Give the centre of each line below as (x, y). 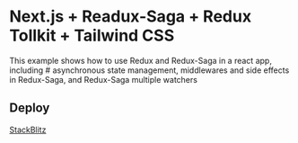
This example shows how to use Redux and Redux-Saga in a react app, (140, 60)
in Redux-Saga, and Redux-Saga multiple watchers (103, 79)
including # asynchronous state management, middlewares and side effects (149, 70)
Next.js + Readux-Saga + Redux (131, 17)
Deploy (30, 108)
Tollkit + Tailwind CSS (92, 36)
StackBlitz (28, 130)
